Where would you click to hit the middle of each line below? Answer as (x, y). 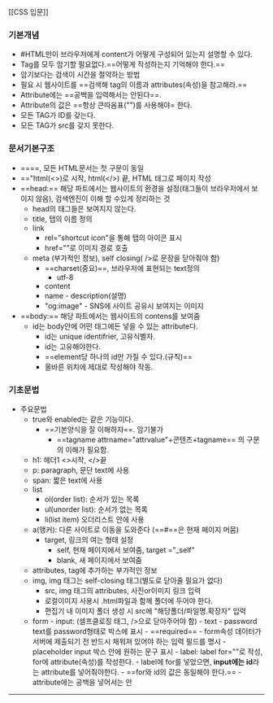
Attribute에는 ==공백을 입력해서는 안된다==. (91, 95)
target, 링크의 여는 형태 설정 (89, 539)
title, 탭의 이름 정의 (62, 219)
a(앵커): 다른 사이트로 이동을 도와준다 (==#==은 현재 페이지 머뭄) (136, 529)
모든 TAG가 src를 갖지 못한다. (67, 125)
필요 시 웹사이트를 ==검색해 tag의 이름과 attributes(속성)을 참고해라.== (134, 85)
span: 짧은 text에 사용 (67, 480)
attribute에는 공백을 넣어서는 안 (82, 682)
